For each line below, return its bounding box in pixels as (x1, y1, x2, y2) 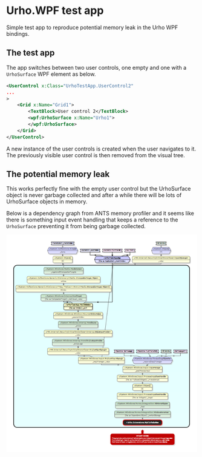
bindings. (6, 30, 30, 37)
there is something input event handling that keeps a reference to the (6, 216, 178, 223)
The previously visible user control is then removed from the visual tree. (6, 151, 186, 158)
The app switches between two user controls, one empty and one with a (6, 64, 187, 71)
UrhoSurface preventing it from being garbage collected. (6, 223, 146, 230)
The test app (6, 48, 55, 58)
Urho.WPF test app (6, 4, 104, 18)
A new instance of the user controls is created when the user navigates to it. (6, 145, 197, 152)
